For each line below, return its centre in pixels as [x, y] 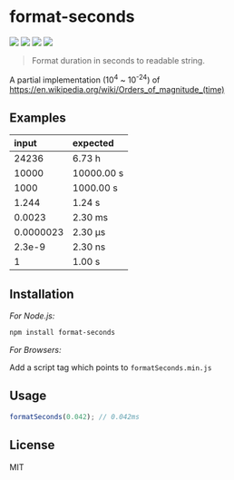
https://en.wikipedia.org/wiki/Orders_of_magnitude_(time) [117, 89]
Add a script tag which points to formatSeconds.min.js [111, 367]
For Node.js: [32, 316]
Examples [38, 118]
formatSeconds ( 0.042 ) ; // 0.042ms [75, 416]
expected [93, 143]
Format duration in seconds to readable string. [118, 60]
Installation [42, 294]
